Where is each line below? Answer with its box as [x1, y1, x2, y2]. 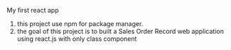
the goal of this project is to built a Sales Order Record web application [16, 27, 225, 35]
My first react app [6, 6, 59, 14]
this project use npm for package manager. [16, 20, 144, 27]
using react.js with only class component [16, 35, 137, 43]
